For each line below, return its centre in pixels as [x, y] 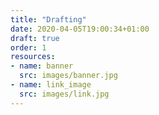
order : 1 [28, 47]
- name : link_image [51, 85]
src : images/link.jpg [64, 94]
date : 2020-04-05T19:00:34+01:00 [80, 29]
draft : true [35, 38]
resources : [33, 57]
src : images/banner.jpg [68, 76]
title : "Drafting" [48, 19]
